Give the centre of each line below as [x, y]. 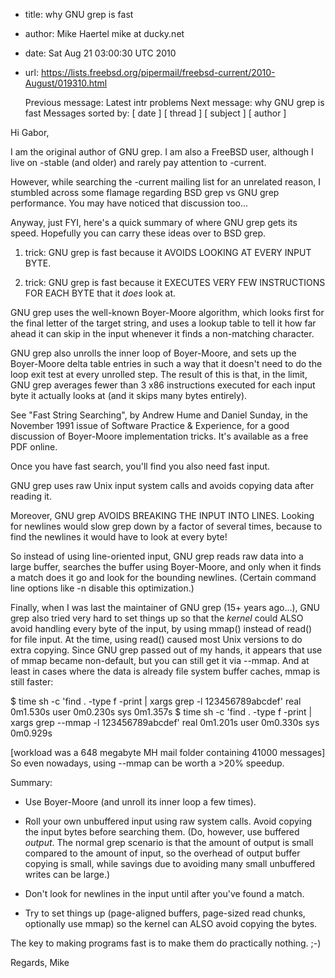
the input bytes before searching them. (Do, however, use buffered [162, 832]
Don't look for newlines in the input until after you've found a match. [164, 893]
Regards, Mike [40, 962]
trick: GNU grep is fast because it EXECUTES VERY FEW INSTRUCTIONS [175, 282]
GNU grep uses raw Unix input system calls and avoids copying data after [162, 485]
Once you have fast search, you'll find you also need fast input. [140, 466]
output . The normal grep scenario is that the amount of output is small [169, 842]
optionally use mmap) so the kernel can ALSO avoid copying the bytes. [171, 923]
